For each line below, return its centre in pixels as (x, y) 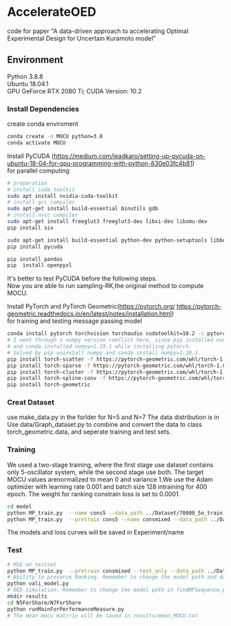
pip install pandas (35, 259)
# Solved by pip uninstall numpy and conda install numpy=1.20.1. (104, 353)
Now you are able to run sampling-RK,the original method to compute (106, 286)
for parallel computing (38, 170)
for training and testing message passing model (75, 321)
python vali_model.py (38, 584)
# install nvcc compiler (43, 215)
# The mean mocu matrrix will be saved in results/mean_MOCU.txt (102, 616)
